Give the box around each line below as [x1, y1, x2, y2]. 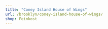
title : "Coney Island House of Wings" [5, 7, 87, 12]
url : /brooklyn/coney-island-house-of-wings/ [5, 12, 103, 17]
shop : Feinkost [5, 16, 38, 21]
